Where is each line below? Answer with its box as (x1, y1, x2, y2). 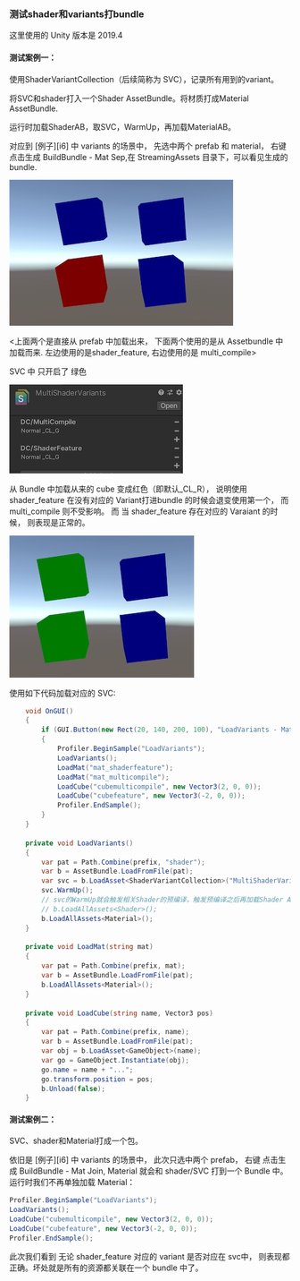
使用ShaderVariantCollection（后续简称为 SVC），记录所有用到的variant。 (9, 73, 279, 84)
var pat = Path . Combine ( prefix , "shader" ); (41, 858, 205, 867)
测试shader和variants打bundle (9, 7, 145, 20)
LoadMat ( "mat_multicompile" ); (56, 773, 170, 781)
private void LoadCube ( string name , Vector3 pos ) (25, 1009, 214, 1018)
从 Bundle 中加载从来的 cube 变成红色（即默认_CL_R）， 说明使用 (9, 483, 247, 494)
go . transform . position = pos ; (41, 1074, 154, 1084)
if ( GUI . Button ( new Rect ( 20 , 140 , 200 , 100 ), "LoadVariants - (41, 725, 278, 735)
